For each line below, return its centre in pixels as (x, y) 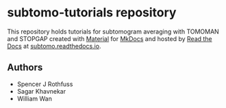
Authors (25, 67)
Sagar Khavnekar (41, 91)
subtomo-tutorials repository (92, 13)
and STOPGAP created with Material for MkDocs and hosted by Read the (110, 38)
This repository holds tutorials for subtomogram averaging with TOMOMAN (113, 31)
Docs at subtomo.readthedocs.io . (54, 46)
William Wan (35, 98)
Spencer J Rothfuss (45, 84)
